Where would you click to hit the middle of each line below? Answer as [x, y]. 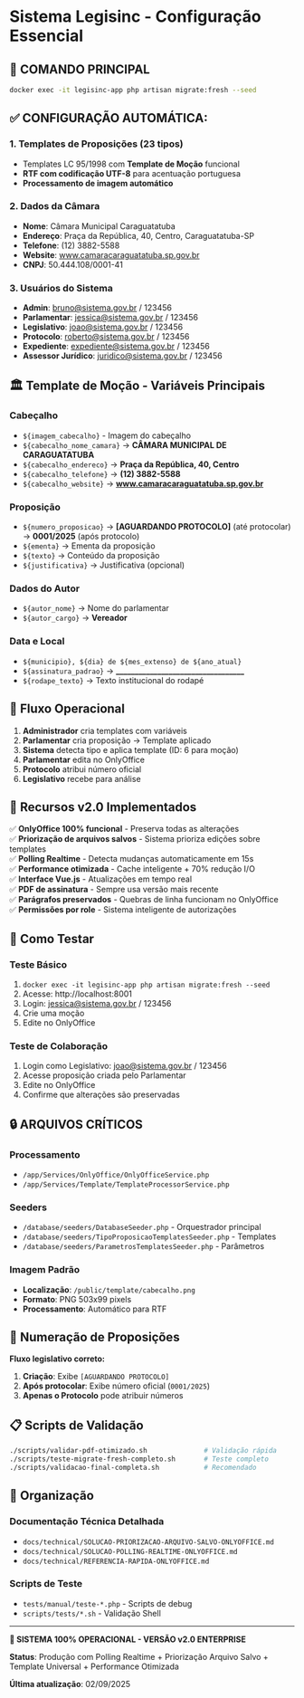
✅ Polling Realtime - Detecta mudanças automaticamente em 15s [132, 859]
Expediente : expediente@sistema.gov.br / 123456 [116, 347]
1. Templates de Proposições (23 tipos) [96, 144]
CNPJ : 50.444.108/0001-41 [73, 264]
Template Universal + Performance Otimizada [94, 1666]
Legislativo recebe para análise [82, 778]
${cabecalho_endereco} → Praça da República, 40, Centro [131, 464]
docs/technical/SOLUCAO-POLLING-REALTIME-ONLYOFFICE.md [130, 1551]
